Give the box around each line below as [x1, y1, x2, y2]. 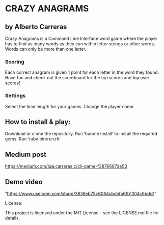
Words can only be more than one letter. [5, 46, 86, 52]
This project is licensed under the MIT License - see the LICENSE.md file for [5, 210, 159, 216]
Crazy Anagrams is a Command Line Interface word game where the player [5, 35, 158, 41]
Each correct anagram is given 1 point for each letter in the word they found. [5, 69, 159, 75]
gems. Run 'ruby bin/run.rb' [5, 136, 61, 142]
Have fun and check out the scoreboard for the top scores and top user [5, 75, 150, 81]
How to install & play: [5, 118, 71, 126]
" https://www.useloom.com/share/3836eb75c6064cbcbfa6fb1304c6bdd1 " [5, 191, 157, 197]
